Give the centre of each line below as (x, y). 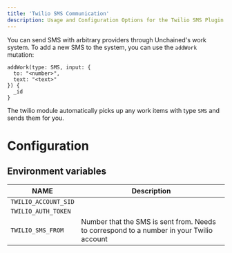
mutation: (21, 54)
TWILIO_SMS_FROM (37, 230)
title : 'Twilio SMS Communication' (58, 14)
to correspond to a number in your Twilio (147, 230)
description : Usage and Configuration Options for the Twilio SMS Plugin (116, 20)
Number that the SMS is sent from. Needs (148, 221)
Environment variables (57, 172)
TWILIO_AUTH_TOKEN (41, 211)
